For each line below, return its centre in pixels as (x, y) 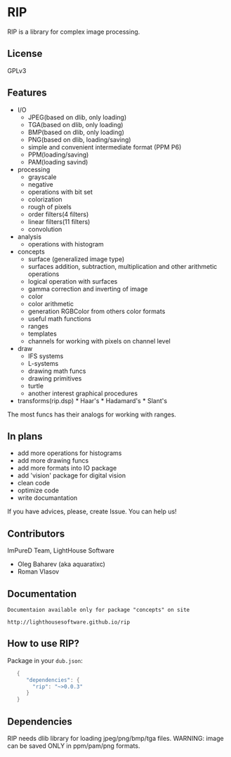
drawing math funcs (57, 371)
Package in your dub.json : (45, 660)
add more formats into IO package (67, 468)
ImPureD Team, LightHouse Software (61, 551)
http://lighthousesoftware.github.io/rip (69, 622)
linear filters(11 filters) (59, 221)
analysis (29, 237)
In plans (25, 436)
